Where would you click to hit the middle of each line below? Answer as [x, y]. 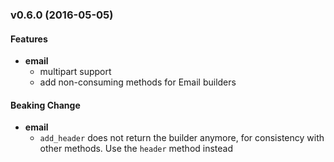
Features [29, 39]
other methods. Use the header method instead [136, 149]
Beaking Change [45, 105]
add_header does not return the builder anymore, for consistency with [182, 138]
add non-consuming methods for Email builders [138, 82]
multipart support [75, 72]
